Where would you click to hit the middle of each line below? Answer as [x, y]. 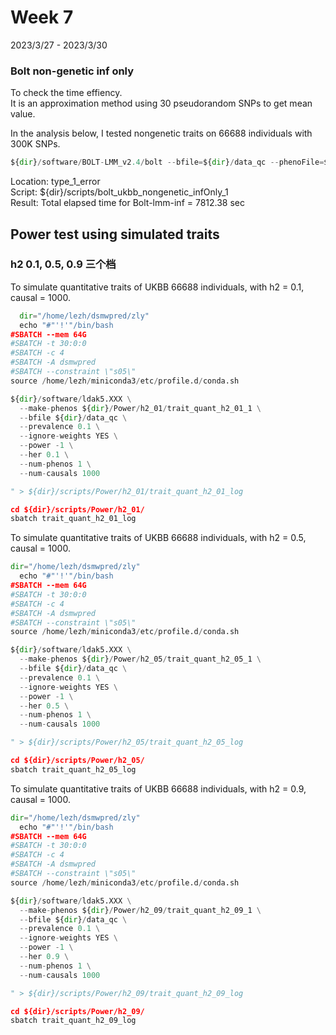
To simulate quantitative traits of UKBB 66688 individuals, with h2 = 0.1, [157, 287]
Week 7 [42, 17]
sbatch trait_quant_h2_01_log [73, 519]
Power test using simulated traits [115, 234]
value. [23, 114]
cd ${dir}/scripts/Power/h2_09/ [77, 1011]
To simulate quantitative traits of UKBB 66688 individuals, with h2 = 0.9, [158, 788]
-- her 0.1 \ [44, 455]
